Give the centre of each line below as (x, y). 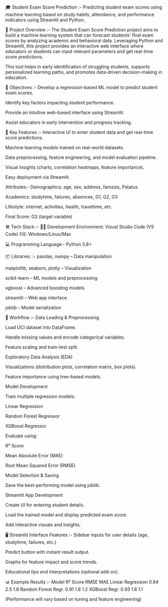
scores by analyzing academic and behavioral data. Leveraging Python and (84, 40)
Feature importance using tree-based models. (53, 377)
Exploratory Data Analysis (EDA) (39, 357)
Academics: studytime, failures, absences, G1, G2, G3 (62, 197)
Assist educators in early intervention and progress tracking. (69, 122)
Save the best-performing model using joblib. (53, 485)
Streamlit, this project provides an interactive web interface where (74, 46)
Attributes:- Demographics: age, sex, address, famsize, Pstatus (72, 187)
